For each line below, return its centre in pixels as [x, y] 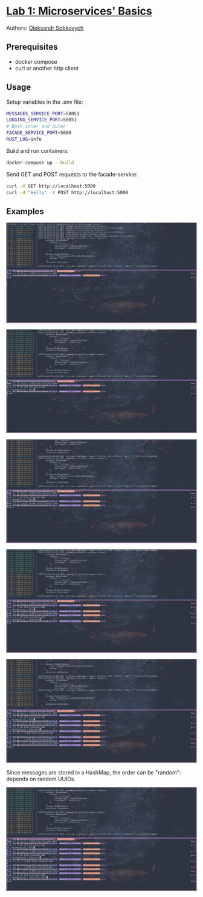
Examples [25, 211]
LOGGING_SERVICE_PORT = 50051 [42, 120]
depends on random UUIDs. [41, 779]
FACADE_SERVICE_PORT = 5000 [39, 133]
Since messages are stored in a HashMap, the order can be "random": [94, 773]
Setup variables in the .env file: [45, 102]
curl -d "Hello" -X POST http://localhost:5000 [67, 192]
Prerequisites [32, 47]
